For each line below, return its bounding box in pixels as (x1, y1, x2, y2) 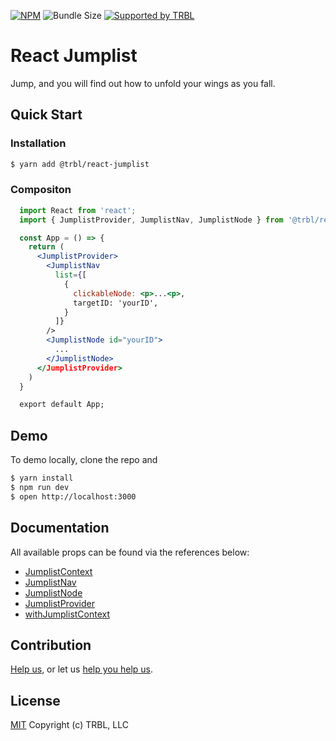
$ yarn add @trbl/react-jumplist (10, 159, 150, 169)
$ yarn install (10, 473, 74, 484)
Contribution (10, 636, 92, 654)
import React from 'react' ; (19, 205, 137, 215)
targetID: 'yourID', (73, 298, 159, 308)
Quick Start (10, 106, 83, 124)
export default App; (19, 400, 105, 410)
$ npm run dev (10, 482, 70, 492)
